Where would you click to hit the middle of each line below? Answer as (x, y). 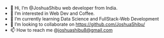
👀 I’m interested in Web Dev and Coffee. (52, 13)
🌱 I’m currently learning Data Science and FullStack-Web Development (85, 19)
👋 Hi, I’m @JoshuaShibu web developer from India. (64, 8)
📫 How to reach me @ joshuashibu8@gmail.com (61, 30)
